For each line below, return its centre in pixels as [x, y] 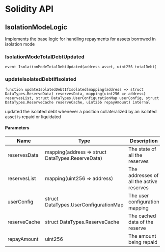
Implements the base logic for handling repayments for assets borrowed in [81, 39]
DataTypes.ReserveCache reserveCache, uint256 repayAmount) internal [78, 102]
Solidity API [29, 9]
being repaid [143, 242]
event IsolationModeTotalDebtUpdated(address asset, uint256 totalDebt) [81, 67]
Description [144, 141]
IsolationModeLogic [36, 27]
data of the [141, 222]
